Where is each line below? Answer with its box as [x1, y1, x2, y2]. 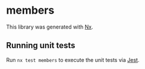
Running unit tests [6, 40, 75, 51]
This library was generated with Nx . [6, 23, 93, 30]
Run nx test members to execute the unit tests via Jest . [6, 56, 140, 63]
